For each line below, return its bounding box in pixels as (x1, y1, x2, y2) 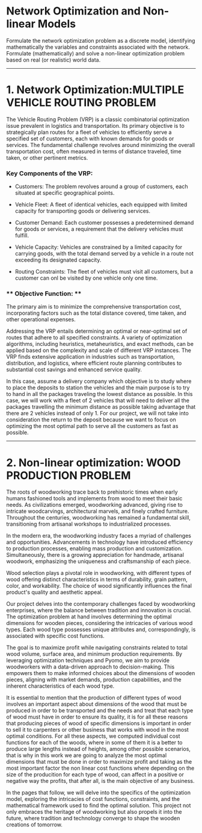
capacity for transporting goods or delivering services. (14, 207, 151, 215)
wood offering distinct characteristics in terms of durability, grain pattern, (6, 576, 188, 583)
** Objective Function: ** (6, 289, 82, 298)
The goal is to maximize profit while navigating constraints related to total (6, 644, 188, 652)
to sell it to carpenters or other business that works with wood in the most (6, 726, 189, 734)
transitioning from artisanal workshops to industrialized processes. (6, 520, 171, 528)
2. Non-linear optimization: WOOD (6, 456, 181, 470)
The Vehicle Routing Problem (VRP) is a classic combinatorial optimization (6, 116, 189, 123)
